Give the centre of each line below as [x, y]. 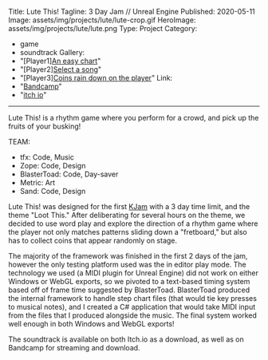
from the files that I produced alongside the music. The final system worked [132, 315]
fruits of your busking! [45, 126]
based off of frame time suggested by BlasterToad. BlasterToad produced [129, 290]
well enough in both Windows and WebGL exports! [91, 324]
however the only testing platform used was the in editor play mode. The [128, 264]
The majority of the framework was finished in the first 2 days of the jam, [128, 256]
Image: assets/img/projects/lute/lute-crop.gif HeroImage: [102, 20]
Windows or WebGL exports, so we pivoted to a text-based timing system [129, 281]
